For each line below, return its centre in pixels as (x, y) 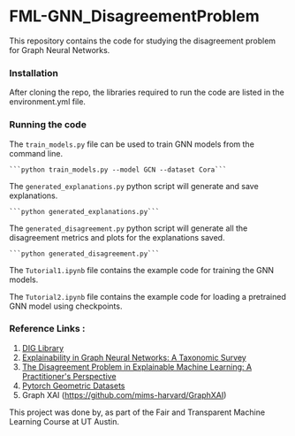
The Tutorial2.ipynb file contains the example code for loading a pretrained (148, 296)
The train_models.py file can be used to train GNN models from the (132, 144)
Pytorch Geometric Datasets (73, 386)
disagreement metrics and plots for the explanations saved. (117, 237)
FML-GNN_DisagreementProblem (135, 16)
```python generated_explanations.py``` (85, 211)
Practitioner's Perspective (69, 376)
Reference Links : (47, 329)
